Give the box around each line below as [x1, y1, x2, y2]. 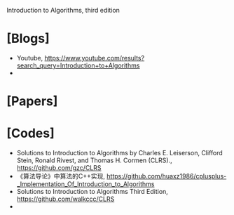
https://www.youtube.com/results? [44, 53, 145, 62]
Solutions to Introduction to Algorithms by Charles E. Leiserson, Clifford [16, 149, 223, 157]
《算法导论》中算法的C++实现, [16, 172, 106, 181]
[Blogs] [6, 31, 50, 46]
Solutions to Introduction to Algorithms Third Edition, [16, 188, 169, 196]
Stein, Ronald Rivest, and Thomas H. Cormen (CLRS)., [16, 156, 172, 164]
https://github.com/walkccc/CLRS [16, 195, 115, 203]
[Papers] [6, 93, 58, 110]
